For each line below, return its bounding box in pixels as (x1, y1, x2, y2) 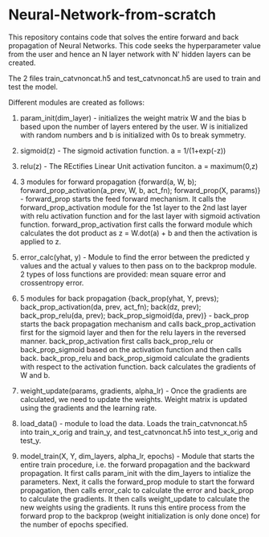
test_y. (19, 436, 42, 445)
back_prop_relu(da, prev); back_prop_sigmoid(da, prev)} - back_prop (19, 310, 250, 320)
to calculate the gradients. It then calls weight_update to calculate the (19, 494, 251, 503)
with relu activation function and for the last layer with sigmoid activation (19, 211, 261, 220)
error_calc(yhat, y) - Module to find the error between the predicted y (19, 252, 251, 262)
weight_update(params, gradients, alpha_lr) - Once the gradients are (19, 386, 247, 396)
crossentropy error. (19, 277, 84, 287)
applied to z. (19, 236, 62, 246)
